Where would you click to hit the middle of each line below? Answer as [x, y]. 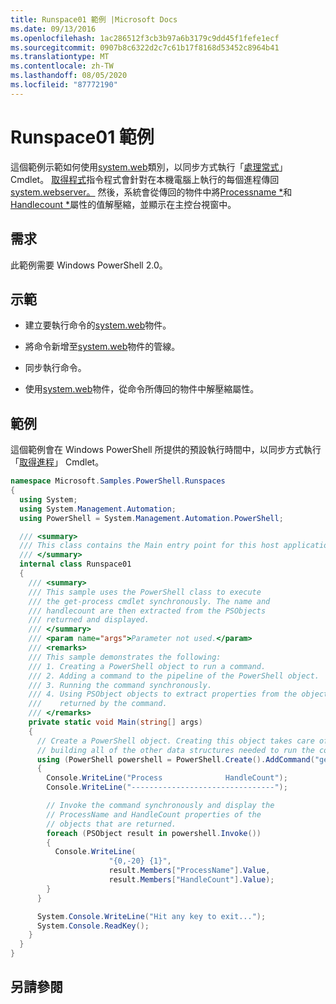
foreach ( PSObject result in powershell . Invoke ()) [154, 833]
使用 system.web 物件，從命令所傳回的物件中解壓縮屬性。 [142, 389]
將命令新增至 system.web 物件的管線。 [102, 347]
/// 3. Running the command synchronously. [120, 685]
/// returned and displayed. [89, 620]
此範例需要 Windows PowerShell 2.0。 [89, 265]
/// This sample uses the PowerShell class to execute [145, 592]
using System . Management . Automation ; [98, 509]
